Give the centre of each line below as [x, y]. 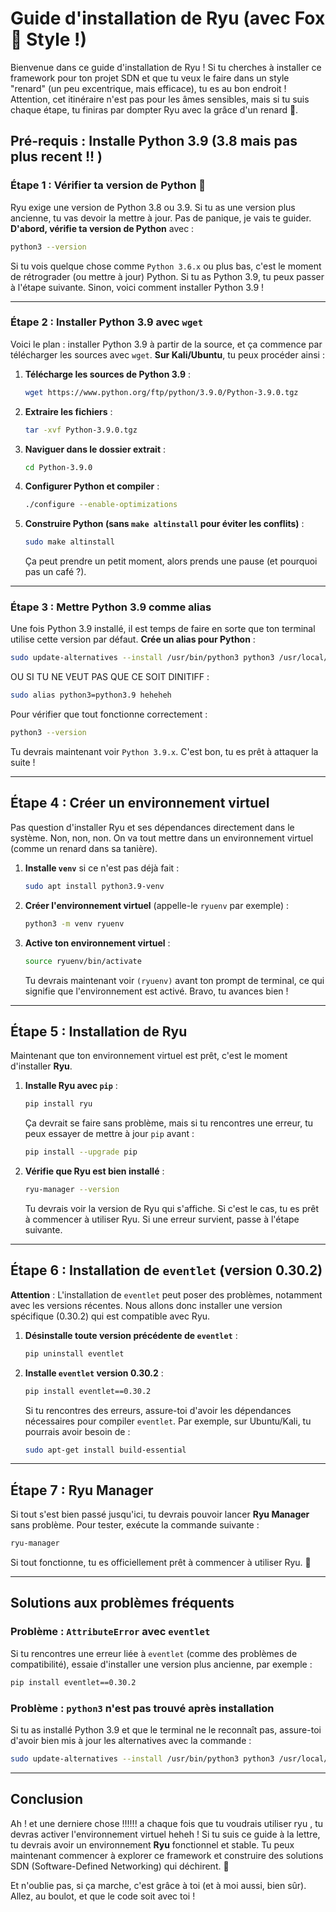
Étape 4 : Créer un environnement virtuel [140, 803]
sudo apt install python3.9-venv [94, 886]
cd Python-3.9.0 [58, 467]
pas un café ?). [55, 572]
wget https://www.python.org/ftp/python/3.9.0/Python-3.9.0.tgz [161, 392]
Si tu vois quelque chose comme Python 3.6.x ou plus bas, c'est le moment [166, 266]
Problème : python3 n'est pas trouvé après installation [142, 1708]
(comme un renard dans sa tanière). [84, 848]
